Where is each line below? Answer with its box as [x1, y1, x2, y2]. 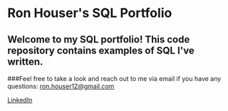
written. [7, 55, 43, 68]
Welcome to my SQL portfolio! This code [7, 33, 190, 46]
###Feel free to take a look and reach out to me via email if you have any [7, 75, 222, 83]
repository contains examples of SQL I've [7, 44, 195, 56]
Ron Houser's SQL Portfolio [7, 5, 172, 21]
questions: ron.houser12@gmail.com [7, 82, 115, 90]
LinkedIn [7, 96, 33, 104]
